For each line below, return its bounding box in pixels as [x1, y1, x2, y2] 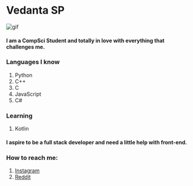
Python [14, 71, 33, 78]
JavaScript [14, 90, 42, 97]
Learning [6, 111, 33, 119]
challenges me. [6, 43, 45, 51]
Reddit [14, 174, 31, 181]
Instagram [14, 167, 40, 174]
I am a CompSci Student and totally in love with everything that [6, 37, 165, 44]
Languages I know [6, 58, 60, 66]
